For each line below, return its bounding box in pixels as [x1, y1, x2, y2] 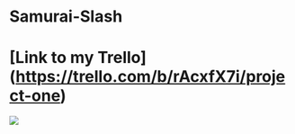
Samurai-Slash [9, 6, 123, 27]
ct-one [9, 85, 61, 106]
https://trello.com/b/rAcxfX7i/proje [15, 67, 286, 87]
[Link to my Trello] [9, 48, 147, 68]
